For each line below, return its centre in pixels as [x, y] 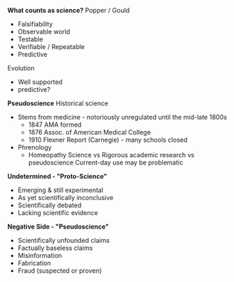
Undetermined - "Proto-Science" [58, 176]
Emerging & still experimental [60, 190]
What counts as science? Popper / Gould [69, 10]
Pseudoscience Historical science [58, 103]
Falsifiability [35, 24]
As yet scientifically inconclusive [65, 198]
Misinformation [40, 255]
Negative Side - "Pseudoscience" [58, 226]
